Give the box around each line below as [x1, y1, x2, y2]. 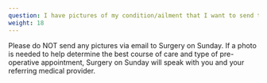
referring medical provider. [8, 66, 96, 75]
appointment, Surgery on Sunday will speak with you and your [41, 57, 245, 67]
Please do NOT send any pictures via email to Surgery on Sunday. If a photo [8, 40, 257, 50]
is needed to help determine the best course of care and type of [8, 49, 219, 58]
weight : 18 [8, 19, 44, 27]
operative [8, 57, 40, 67]
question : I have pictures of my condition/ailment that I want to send [8, 11, 254, 20]
